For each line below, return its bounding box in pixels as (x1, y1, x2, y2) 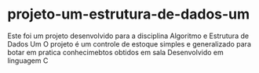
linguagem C (7, 56, 49, 65)
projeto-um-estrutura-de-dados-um (7, 5, 250, 23)
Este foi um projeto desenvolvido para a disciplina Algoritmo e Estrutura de (7, 31, 249, 40)
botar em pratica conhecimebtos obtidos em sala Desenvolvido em (7, 47, 224, 57)
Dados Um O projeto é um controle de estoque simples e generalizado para (7, 39, 252, 48)
